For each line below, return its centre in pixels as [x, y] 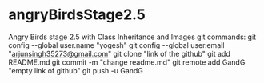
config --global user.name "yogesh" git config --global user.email [116, 45]
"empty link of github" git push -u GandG [76, 70]
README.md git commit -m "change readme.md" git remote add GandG [127, 62]
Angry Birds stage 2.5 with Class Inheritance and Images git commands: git [132, 37]
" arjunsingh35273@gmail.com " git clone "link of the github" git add [119, 53]
